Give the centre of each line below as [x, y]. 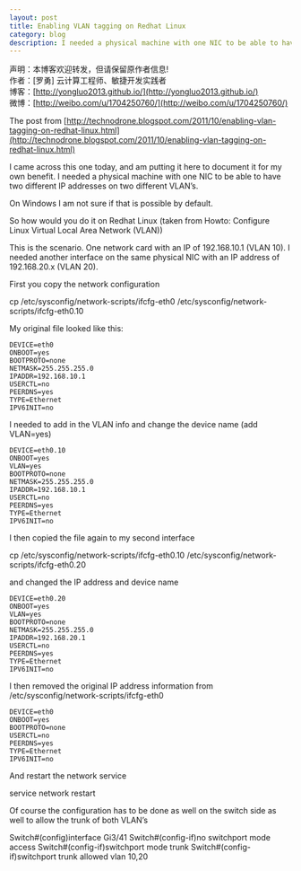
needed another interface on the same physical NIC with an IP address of [145, 258]
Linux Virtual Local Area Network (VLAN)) [86, 231]
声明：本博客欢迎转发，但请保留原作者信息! [89, 69]
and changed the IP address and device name [94, 582]
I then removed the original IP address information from [111, 686]
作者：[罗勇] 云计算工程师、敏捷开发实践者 [88, 81]
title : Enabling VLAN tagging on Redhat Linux [98, 26]
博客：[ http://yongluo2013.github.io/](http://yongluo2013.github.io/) [134, 92]
